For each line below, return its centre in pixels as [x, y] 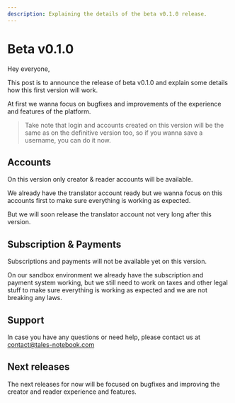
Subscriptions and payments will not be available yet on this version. [107, 261]
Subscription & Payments [64, 244]
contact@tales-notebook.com [51, 344]
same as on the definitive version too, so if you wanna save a [114, 133]
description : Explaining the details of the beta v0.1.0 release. [107, 14]
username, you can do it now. [68, 140]
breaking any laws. [35, 298]
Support [26, 320]
